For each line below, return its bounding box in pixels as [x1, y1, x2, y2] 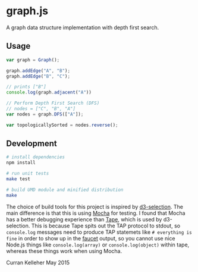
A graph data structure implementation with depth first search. [6, 24, 159, 31]
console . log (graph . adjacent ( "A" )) [6, 89, 92, 96]
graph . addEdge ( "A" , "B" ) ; [6, 67, 70, 74]
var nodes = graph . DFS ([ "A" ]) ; [6, 111, 84, 117]
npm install [6, 160, 36, 166]
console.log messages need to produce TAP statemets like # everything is [6, 228, 192, 236]
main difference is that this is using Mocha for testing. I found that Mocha [6, 210, 186, 217]
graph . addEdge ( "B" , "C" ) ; [6, 73, 70, 79]
